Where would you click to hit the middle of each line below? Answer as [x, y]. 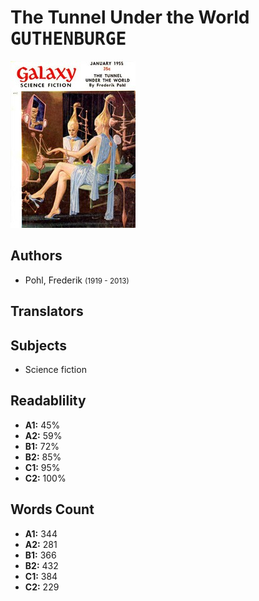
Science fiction [55, 369]
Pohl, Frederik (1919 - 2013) [77, 280]
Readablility [48, 401]
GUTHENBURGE [68, 39]
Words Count [52, 509]
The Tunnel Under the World [130, 17]
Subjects [38, 345]
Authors [36, 256]
